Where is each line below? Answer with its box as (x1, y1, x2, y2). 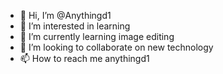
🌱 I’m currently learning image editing (19, 31, 175, 42)
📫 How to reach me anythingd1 (19, 53, 150, 64)
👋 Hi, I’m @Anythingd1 (19, 10, 112, 21)
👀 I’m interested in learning (19, 20, 131, 32)
